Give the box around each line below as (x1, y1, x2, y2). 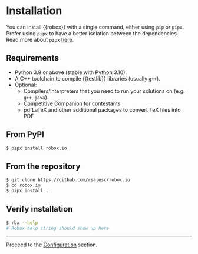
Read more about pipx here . (6, 36, 74, 43)
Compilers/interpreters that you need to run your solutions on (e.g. (23, 87, 185, 95)
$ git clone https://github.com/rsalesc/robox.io (6, 177, 131, 183)
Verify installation (6, 204, 73, 214)
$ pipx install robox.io (6, 145, 67, 151)
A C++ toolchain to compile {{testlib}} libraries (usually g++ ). (14, 75, 160, 82)
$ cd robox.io (6, 182, 41, 189)
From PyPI (6, 129, 44, 139)
